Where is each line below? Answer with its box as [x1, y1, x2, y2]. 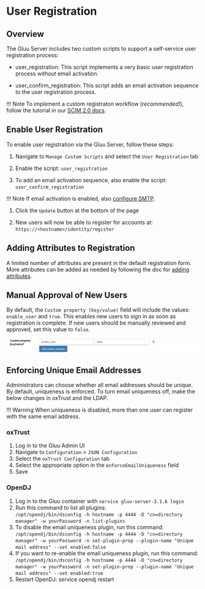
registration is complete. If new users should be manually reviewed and [6, 319, 186, 326]
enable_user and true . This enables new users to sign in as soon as [6, 313, 176, 320]
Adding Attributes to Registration [6, 243, 135, 253]
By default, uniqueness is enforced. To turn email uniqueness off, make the [6, 388, 196, 395]
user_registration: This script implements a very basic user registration [15, 63, 194, 71]
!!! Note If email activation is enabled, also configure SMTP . [6, 194, 155, 202]
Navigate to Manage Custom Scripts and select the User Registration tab [15, 152, 199, 160]
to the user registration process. [15, 88, 97, 96]
